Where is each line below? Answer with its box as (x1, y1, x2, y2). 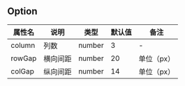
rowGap (10, 53, 37, 63)
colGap (10, 66, 35, 76)
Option (7, 6, 38, 17)
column (10, 40, 36, 50)
